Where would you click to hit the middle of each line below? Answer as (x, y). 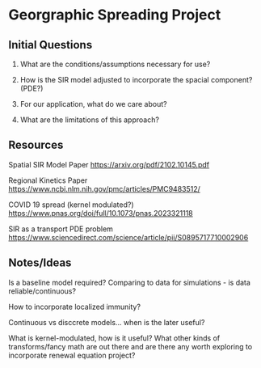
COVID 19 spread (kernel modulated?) (71, 205)
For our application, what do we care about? (93, 104)
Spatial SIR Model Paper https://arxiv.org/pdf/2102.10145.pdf (109, 164)
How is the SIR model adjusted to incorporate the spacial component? (136, 80)
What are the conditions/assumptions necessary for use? (115, 64)
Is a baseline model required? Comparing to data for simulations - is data (129, 282)
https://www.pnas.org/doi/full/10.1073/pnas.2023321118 (101, 213)
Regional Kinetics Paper (48, 180)
